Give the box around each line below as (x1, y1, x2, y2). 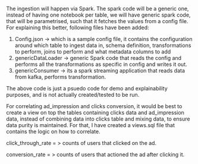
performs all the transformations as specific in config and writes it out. (14, 61, 187, 68)
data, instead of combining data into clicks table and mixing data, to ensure (6, 115, 190, 122)
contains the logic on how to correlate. (6, 128, 100, 135)
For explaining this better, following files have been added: (6, 24, 150, 31)
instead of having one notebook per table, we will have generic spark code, (6, 11, 191, 18)
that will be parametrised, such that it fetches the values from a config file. (6, 18, 188, 24)
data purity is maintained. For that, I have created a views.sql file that (6, 122, 175, 128)
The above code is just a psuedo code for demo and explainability (6, 85, 168, 92)
